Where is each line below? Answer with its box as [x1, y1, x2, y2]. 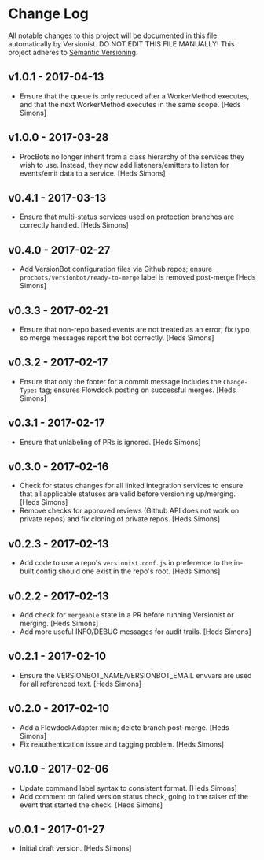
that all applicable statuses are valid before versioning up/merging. [19, 489, 236, 499]
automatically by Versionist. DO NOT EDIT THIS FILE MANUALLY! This [8, 39, 235, 48]
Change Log [8, 5, 89, 23]
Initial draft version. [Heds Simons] [19, 843, 132, 853]
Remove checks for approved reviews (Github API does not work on [19, 506, 240, 516]
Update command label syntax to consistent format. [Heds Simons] [19, 783, 237, 792]
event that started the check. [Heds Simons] [19, 800, 163, 810]
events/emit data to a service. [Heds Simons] [19, 169, 167, 178]
